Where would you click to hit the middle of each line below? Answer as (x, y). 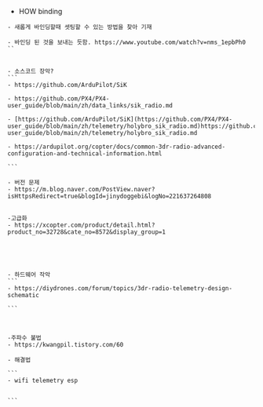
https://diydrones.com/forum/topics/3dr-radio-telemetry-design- (124, 289)
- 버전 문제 (24, 183)
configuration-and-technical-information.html (85, 154)
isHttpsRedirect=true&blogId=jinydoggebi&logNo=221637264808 (110, 196)
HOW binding (40, 11)
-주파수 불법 (25, 338)
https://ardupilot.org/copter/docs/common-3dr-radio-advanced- (120, 147)
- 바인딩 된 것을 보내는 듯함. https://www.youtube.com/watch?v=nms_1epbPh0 (127, 42)
